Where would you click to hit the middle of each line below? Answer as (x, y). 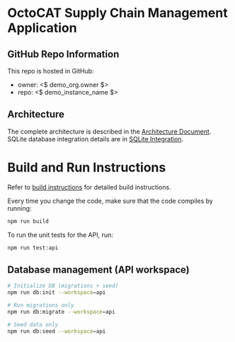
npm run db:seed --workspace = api (57, 331)
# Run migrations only (41, 305)
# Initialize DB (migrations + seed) (63, 286)
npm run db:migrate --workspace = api (61, 312)
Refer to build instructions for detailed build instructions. (89, 187)
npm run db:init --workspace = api (57, 293)
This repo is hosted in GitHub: (51, 71)
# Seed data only (33, 324)
